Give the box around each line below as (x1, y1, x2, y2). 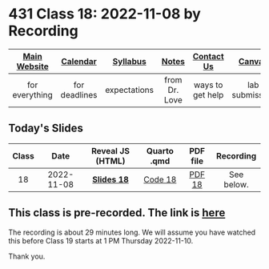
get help (192, 89, 224, 100)
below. (223, 179, 250, 190)
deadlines (60, 89, 98, 100)
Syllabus (112, 55, 147, 66)
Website (16, 61, 50, 72)
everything (12, 89, 54, 100)
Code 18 (143, 174, 177, 185)
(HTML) (95, 155, 126, 167)
